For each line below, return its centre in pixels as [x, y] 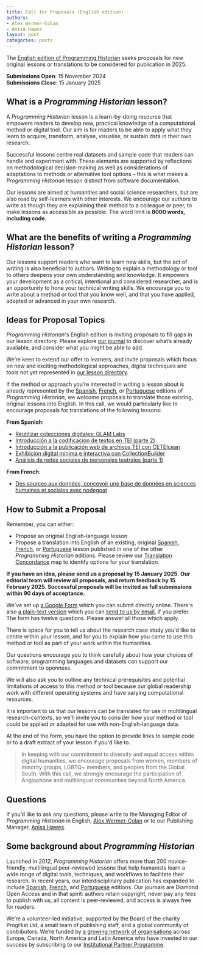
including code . [26, 218]
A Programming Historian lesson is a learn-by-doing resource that [89, 116]
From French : [23, 472]
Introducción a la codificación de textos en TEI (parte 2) [85, 440]
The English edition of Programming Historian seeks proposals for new [95, 58]
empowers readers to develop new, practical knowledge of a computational [101, 123]
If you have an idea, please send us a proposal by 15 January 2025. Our [98, 574]
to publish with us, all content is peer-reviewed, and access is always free [99, 900]
